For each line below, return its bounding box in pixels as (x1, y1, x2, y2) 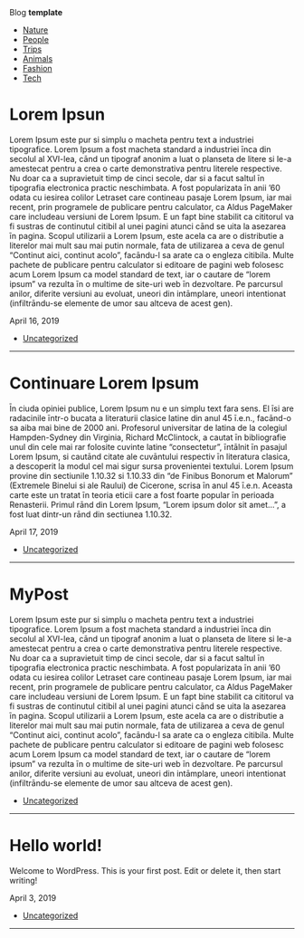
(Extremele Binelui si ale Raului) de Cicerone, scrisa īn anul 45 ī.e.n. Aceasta (9, 480, 293, 491)
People (22, 34, 50, 44)
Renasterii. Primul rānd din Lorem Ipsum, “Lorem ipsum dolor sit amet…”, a (9, 499, 287, 510)
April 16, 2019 (9, 315, 60, 326)
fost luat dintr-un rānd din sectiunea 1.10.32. (9, 509, 173, 520)
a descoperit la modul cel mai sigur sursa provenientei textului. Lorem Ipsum (9, 460, 294, 472)
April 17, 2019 (9, 526, 59, 537)
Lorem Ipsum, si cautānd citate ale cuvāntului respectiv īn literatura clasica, (9, 451, 290, 462)
